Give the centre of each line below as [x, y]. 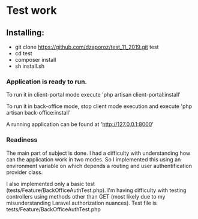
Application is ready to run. [47, 82]
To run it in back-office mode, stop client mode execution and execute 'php [99, 106]
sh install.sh [30, 66]
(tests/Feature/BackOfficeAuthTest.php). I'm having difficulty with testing [96, 190]
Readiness [22, 140]
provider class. [25, 172]
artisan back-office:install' [38, 113]
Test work [31, 10]
